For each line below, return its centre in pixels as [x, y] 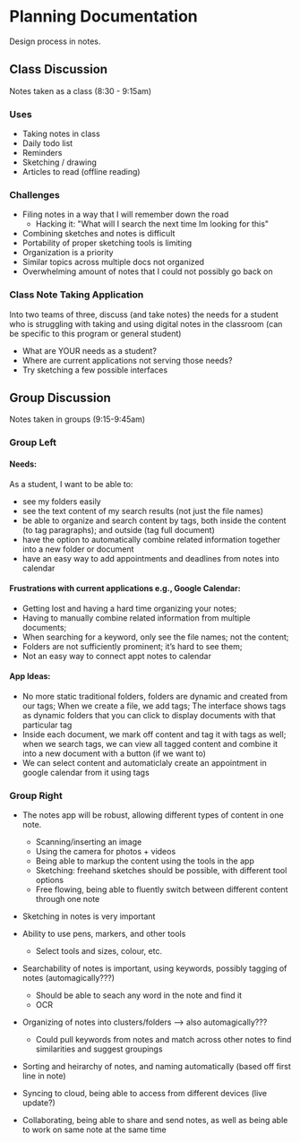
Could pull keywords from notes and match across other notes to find [163, 1040]
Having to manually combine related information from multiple [136, 618]
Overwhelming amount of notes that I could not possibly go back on [147, 271]
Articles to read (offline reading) [81, 172]
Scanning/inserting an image [89, 842]
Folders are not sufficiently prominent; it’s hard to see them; [132, 646]
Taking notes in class [61, 134]
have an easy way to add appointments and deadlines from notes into [151, 558]
